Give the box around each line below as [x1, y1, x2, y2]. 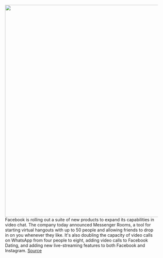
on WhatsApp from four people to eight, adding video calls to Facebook [5, 238, 148, 243]
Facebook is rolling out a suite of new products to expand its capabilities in [5, 217, 154, 223]
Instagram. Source [5, 248, 42, 253]
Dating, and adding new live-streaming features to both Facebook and [5, 242, 146, 248]
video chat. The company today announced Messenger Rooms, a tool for [5, 222, 151, 227]
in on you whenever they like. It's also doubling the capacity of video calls [5, 232, 153, 238]
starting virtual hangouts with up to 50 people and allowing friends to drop [5, 227, 154, 233]
